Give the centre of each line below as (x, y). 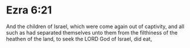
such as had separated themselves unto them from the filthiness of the (92, 32)
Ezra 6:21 (29, 10)
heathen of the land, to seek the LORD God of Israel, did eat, (79, 39)
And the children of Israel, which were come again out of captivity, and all (95, 26)
